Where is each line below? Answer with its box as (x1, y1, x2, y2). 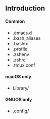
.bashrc (12, 40, 29, 46)
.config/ (12, 108, 29, 114)
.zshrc (12, 56, 26, 63)
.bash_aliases (12, 35, 41, 41)
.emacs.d (12, 29, 32, 36)
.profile (12, 46, 28, 52)
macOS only (5, 74, 32, 80)
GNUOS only (5, 97, 32, 103)
